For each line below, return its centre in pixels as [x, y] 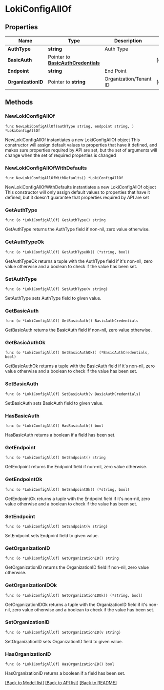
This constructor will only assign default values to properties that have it [78, 192]
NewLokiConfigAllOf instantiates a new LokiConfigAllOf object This [72, 140]
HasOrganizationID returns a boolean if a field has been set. [65, 673]
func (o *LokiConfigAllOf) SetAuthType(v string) [57, 289]
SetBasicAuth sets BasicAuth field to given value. [54, 403]
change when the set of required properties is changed [61, 155]
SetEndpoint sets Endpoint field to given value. [52, 535]
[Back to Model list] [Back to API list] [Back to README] [61, 683]
